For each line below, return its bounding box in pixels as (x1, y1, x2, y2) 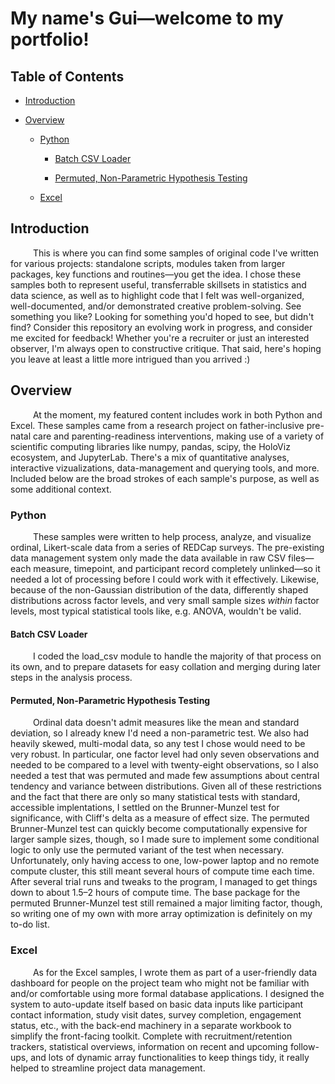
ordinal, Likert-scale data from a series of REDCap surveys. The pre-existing (10, 541, 325, 553)
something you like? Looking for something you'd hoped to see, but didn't (10, 310, 315, 322)
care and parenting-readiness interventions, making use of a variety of (32, 430, 325, 442)
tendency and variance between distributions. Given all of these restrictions (10, 780, 322, 792)
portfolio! (10, 28, 90, 51)
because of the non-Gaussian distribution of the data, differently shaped (10, 583, 309, 596)
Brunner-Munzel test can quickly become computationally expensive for (10, 823, 308, 835)
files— (288, 552, 315, 564)
